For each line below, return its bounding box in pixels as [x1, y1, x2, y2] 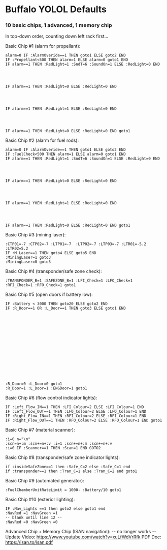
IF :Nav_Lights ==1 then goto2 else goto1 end [5, 506, 106, 511]
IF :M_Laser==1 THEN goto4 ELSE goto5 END [5, 251, 96, 256]
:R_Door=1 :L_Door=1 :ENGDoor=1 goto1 [5, 386, 87, 391]
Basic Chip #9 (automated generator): [5, 478, 85, 484]
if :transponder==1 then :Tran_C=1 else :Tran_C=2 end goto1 [5, 469, 138, 474]
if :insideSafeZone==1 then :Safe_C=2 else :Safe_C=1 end [5, 464, 130, 470]
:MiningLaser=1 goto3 [5, 255, 51, 260]
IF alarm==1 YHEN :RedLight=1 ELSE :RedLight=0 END [5, 201, 117, 206]
